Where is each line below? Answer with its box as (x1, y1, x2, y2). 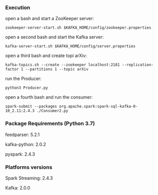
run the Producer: (5, 76, 42, 82)
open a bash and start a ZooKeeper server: (5, 16, 94, 22)
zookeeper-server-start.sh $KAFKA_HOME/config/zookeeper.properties (5, 25, 151, 30)
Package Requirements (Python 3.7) (5, 120, 95, 127)
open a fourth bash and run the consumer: (5, 94, 93, 100)
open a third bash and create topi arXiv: (5, 52, 87, 59)
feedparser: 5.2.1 (5, 132, 40, 138)
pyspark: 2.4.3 (5, 151, 35, 157)
